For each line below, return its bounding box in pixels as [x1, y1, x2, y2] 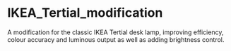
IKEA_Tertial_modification [7, 5, 163, 21]
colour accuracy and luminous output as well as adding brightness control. [7, 35, 225, 43]
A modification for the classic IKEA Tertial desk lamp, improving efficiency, [7, 28, 224, 36]
